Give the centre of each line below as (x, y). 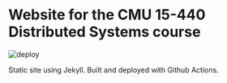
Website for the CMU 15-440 (107, 15)
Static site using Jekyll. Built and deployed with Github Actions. (113, 69)
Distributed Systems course (105, 32)
